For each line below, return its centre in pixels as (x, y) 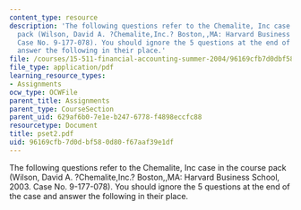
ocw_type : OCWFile (43, 92)
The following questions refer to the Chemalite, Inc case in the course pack (148, 167)
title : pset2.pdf (42, 134)
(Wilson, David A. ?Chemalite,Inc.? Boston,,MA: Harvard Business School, (145, 177)
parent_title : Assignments (60, 101)
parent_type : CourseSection (62, 109)
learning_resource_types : (57, 76)
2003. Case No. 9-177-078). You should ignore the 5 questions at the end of (150, 186)
